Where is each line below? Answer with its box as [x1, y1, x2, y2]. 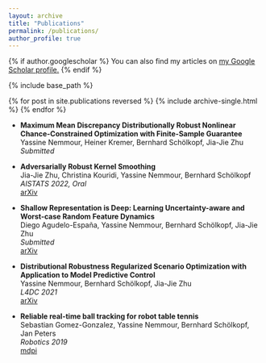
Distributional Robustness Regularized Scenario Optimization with [19, 261, 247, 271]
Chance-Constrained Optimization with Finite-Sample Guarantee [19, 129, 243, 139]
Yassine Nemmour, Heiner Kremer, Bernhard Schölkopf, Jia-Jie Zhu [19, 138, 244, 148]
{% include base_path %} [8, 81, 94, 90]
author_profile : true [8, 34, 81, 43]
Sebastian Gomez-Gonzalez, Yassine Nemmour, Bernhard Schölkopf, [19, 320, 250, 330]
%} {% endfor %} [8, 105, 67, 115]
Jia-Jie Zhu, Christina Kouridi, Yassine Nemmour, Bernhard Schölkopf [19, 170, 251, 180]
